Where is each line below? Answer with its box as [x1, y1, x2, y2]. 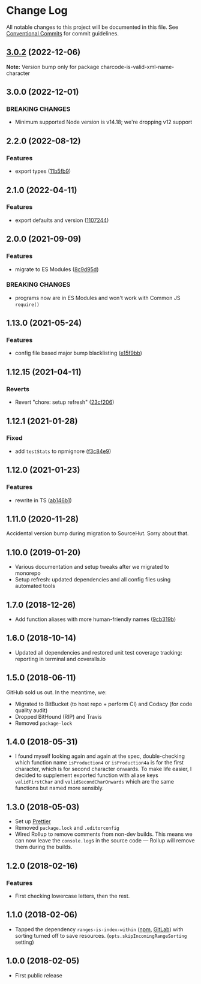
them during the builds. [14, 844, 73, 851]
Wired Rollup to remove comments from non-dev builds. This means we [14, 830, 193, 838]
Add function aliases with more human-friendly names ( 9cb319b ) [14, 616, 176, 623]
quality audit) [14, 706, 48, 714]
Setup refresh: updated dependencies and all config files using [14, 576, 171, 583]
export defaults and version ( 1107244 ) [14, 217, 109, 224]
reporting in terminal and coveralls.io [14, 655, 106, 662]
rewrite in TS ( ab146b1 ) [14, 496, 72, 504]
